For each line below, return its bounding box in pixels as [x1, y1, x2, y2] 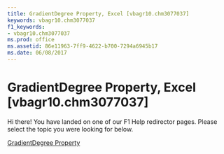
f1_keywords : [7, 23, 45, 30]
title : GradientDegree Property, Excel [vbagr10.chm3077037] [7, 10, 190, 17]
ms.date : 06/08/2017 [7, 50, 68, 57]
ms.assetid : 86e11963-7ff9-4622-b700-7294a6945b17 [7, 43, 158, 50]
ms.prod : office [7, 36, 55, 43]
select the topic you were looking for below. [7, 125, 134, 133]
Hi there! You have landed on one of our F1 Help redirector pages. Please [7, 117, 218, 126]
